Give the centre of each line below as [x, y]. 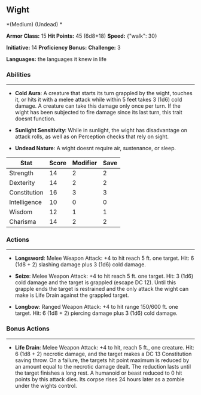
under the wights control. [46, 385]
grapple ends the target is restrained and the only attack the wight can [102, 289]
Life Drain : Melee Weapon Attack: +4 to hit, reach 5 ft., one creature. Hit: [104, 347]
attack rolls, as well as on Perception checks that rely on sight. [92, 136]
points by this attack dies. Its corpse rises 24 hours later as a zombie [100, 379]
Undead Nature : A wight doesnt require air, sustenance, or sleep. [95, 148]
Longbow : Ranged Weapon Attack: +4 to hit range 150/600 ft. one [96, 307]
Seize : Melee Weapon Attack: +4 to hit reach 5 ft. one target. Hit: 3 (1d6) [104, 276]
